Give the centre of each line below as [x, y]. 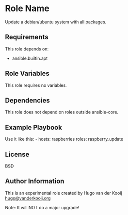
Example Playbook [33, 127]
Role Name [27, 8]
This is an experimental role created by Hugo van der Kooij [64, 193]
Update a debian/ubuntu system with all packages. [56, 22]
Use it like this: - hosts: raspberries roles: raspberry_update [64, 139]
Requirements [27, 37]
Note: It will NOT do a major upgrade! [42, 207]
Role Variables [27, 74]
